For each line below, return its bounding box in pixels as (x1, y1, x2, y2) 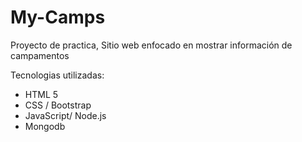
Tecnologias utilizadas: (10, 69, 105, 81)
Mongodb (24, 120, 66, 132)
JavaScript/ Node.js (24, 109, 107, 121)
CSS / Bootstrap (24, 99, 92, 111)
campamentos (10, 49, 70, 61)
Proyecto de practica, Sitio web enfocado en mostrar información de (10, 39, 293, 51)
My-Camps (10, 6, 106, 29)
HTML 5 (24, 88, 59, 100)
